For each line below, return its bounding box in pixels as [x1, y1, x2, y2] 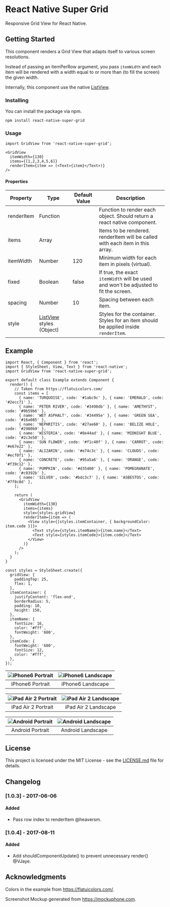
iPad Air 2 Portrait [11, 704, 54, 711]
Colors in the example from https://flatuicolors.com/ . [5, 886, 115, 892]
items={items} [23, 506, 53, 511]
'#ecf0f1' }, [5, 453, 33, 458]
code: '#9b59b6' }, [5, 409, 47, 414]
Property [10, 194, 32, 201]
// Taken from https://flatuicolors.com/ [14, 386, 103, 392]
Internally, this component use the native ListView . [5, 84, 110, 90]
